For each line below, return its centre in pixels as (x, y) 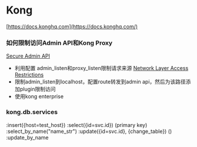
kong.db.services (32, 112)
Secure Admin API (28, 56)
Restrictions (29, 75)
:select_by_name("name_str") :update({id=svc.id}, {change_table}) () (89, 131)
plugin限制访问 (38, 89)
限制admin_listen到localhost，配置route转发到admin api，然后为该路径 (100, 82)
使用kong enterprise (39, 96)
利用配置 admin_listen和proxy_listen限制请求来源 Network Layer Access (101, 68)
